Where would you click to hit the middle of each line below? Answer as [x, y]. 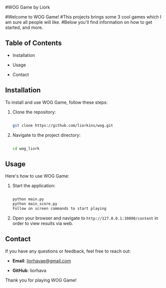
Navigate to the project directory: [46, 135]
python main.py [28, 199]
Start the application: [34, 186]
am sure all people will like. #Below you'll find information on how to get [79, 22]
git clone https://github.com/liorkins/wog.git [63, 125]
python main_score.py [35, 204]
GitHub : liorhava [29, 270]
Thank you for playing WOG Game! [41, 280]
